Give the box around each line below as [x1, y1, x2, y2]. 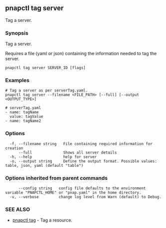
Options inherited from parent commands [5, 174, 108, 181]
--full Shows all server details [18, 150, 117, 155]
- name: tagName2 [5, 119, 41, 124]
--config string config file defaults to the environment [18, 186, 146, 191]
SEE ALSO [5, 206, 30, 213]
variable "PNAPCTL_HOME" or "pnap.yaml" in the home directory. [5, 190, 142, 195]
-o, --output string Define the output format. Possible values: [9, 158, 157, 163]
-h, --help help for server [9, 154, 97, 159]
